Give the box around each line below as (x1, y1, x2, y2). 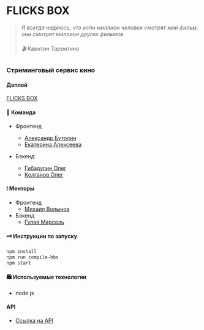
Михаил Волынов (24, 205, 70, 213)
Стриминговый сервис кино (6, 66, 96, 75)
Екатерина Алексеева (24, 141, 82, 148)
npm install (6, 248, 37, 254)
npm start (6, 260, 32, 266)
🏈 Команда (6, 108, 36, 116)
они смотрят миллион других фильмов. (21, 30, 126, 37)
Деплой (6, 81, 28, 89)
